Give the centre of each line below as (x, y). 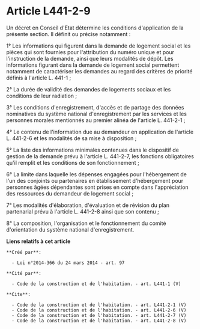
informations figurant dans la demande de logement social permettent (93, 65)
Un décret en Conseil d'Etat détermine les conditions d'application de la (95, 28)
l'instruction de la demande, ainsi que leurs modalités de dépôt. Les (90, 58)
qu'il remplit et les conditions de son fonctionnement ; (73, 162)
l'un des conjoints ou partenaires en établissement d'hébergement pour (95, 180)
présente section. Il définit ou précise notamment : (68, 34)
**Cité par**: (24, 273)
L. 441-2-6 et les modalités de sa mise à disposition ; (71, 138)
